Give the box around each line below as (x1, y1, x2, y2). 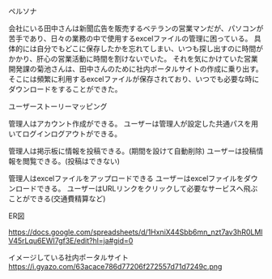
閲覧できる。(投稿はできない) (22, 157, 120, 165)
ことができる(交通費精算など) (8, 194, 106, 204)
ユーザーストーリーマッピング (8, 101, 108, 111)
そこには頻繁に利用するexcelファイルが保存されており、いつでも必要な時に (8, 75, 260, 84)
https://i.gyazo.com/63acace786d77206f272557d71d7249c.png (8, 262, 223, 271)
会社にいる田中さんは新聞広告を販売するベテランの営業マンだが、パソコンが (8, 24, 264, 33)
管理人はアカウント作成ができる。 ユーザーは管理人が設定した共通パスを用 (8, 119, 259, 128)
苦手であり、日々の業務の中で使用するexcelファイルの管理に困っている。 (8, 34, 253, 43)
